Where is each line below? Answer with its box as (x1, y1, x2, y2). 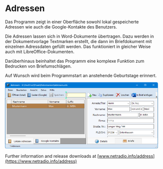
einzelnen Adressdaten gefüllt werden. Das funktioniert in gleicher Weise (5, 43, 151, 49)
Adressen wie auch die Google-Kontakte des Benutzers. (5, 24, 117, 29)
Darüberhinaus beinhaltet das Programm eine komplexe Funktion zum (5, 58, 145, 64)
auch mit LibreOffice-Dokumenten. (5, 49, 75, 55)
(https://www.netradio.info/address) (5, 158, 77, 164)
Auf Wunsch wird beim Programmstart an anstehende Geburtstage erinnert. (5, 72, 157, 78)
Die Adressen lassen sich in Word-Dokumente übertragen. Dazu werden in (5, 33, 154, 39)
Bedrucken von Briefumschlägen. (5, 63, 72, 69)
